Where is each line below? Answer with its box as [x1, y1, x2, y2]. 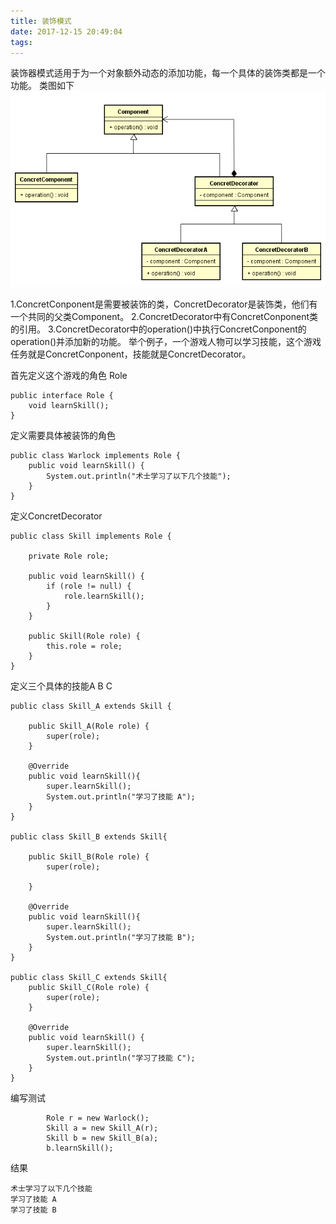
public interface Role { [10, 390, 114, 400]
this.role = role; [46, 641, 123, 651]
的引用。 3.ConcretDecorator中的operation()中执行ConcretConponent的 [10, 323, 307, 335]
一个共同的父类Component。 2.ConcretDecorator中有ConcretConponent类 [10, 310, 319, 322]
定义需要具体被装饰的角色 [10, 429, 116, 441]
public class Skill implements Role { [10, 531, 172, 541]
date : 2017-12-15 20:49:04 [10, 26, 123, 37]
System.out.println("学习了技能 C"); [46, 1053, 196, 1063]
